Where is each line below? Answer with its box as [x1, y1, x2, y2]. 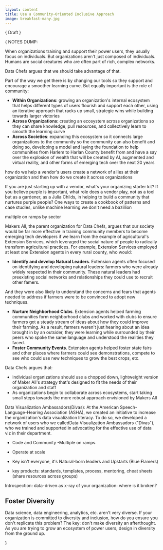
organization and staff [12, 385, 56, 391]
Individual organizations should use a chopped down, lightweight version [12, 374, 159, 380]
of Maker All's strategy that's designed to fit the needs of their [12, 379, 137, 385]
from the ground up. [5, 530, 45, 536]
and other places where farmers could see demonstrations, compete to [12, 350, 155, 356]
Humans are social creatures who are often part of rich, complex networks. [5, 59, 156, 65]
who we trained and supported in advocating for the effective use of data [5, 425, 152, 431]
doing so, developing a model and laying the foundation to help [12, 144, 139, 150]
